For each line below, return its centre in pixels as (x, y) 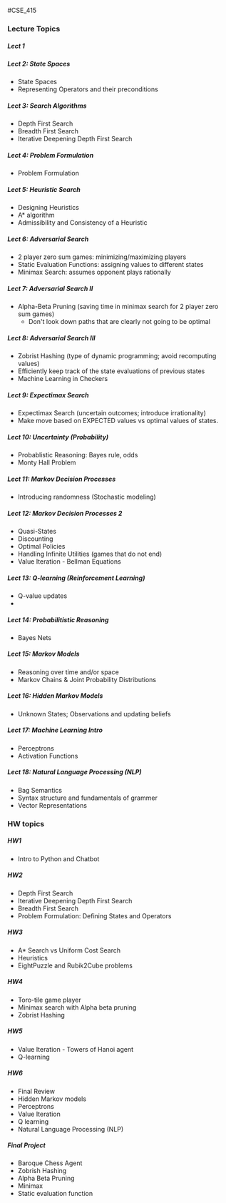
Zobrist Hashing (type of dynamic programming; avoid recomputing (117, 356)
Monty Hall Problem (47, 462)
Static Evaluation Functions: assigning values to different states (111, 265)
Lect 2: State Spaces (39, 64)
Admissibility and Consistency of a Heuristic (82, 223)
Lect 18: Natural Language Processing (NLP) (75, 772)
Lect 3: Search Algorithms (47, 106)
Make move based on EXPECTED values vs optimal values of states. (118, 421)
